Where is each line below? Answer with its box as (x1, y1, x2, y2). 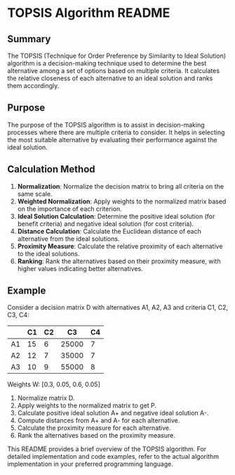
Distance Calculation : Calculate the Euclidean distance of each (17, 227, 201, 235)
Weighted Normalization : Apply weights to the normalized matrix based (17, 197, 227, 205)
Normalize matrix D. (17, 394, 75, 403)
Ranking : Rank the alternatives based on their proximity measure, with (17, 257, 221, 265)
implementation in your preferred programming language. (7, 460, 174, 469)
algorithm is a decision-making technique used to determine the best (7, 59, 207, 68)
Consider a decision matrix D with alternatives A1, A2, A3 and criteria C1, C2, (7, 303, 229, 312)
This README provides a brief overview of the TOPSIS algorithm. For (7, 445, 207, 453)
